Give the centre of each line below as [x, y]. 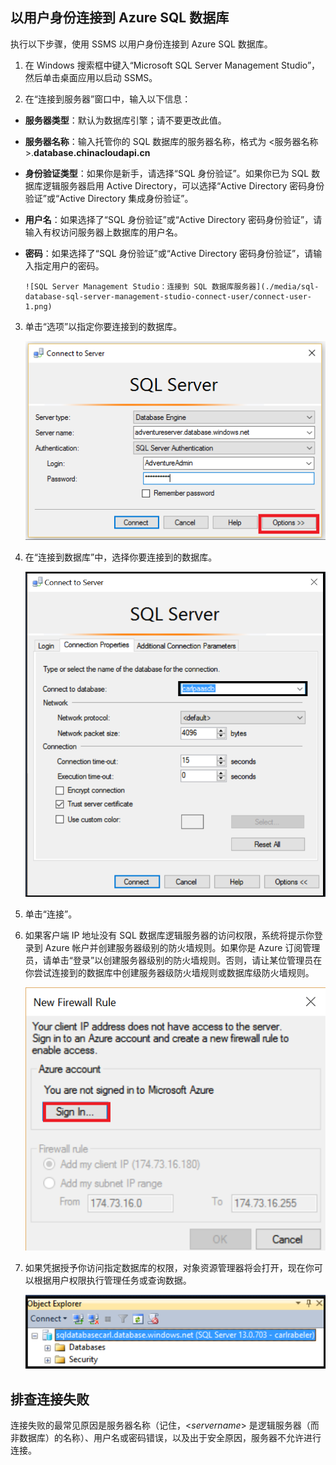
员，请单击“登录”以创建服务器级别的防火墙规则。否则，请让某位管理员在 [173, 960]
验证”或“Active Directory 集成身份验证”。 [109, 198]
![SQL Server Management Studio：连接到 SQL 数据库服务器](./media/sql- [172, 286]
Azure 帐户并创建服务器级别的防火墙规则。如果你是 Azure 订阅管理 [182, 948]
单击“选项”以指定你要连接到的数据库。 [103, 326]
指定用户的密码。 [69, 265]
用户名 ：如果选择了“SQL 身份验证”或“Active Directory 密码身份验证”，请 [173, 219]
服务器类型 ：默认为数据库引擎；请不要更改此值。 [125, 120]
